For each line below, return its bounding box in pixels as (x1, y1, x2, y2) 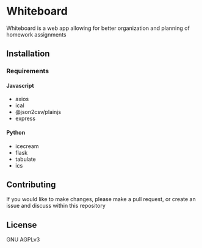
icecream (15, 142, 39, 150)
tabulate (15, 155, 37, 163)
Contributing (6, 180, 56, 190)
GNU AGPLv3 (6, 236, 40, 243)
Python (6, 129, 26, 136)
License (6, 219, 37, 230)
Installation (6, 49, 50, 59)
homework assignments (6, 30, 67, 38)
